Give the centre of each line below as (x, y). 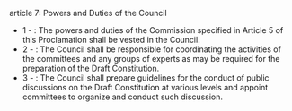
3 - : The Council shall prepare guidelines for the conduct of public (146, 78)
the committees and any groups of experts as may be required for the (151, 59)
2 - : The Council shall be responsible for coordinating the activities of (151, 49)
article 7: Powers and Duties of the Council (88, 13)
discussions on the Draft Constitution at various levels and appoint (145, 87)
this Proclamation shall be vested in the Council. (111, 40)
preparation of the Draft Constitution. (91, 68)
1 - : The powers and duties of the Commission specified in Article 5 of (153, 30)
